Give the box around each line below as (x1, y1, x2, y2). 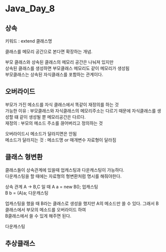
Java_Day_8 (5, 3, 55, 14)
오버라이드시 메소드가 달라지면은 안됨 (5, 130, 77, 136)
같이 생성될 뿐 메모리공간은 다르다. (19, 114, 86, 120)
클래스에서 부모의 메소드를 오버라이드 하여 (5, 206, 86, 212)
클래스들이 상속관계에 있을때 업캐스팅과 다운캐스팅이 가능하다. (5, 167, 125, 173)
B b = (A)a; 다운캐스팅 (5, 189, 49, 196)
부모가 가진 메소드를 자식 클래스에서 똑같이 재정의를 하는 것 (5, 101, 119, 107)
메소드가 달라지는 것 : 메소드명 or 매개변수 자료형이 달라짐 (5, 137, 116, 143)
